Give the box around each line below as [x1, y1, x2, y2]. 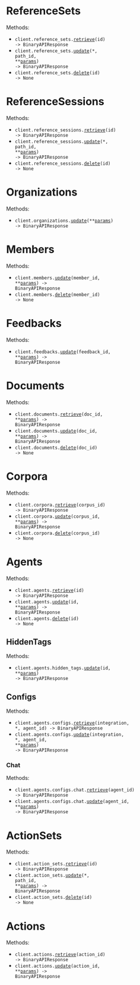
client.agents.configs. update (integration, [14, 732, 125, 738]
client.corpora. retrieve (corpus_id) [14, 502, 106, 508]
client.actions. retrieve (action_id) [14, 952, 106, 958]
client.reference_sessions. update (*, [14, 139, 109, 144]
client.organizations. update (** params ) [14, 218, 114, 224]
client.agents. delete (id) [14, 615, 79, 622]
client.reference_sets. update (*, [14, 48, 98, 54]
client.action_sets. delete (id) [14, 895, 93, 901]
